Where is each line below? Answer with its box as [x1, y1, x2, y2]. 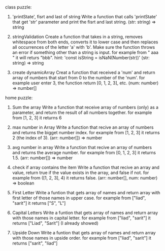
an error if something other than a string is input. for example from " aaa [12, 49, 159, 55]
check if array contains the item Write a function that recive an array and [12, 165, 160, 170]
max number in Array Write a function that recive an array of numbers [12, 124, 154, 130]
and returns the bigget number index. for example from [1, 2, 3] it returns [12, 130, 160, 135]
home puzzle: [5, 95, 33, 101]
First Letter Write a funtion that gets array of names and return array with [12, 190, 161, 195]
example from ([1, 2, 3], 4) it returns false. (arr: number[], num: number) [12, 175, 158, 180]
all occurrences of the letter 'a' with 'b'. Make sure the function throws [12, 44, 155, 50]
